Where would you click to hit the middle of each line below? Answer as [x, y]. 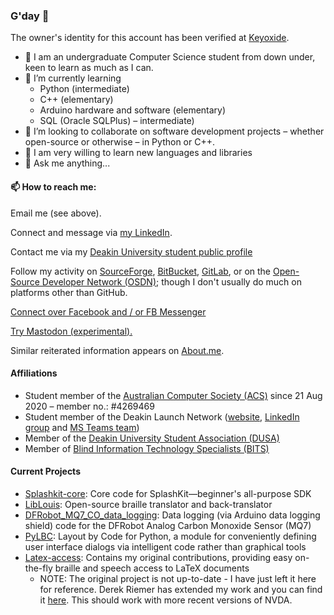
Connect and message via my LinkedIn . [91, 232]
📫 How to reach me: [53, 186]
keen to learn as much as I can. [89, 68]
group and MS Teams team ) [82, 427]
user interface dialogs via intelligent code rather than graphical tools [165, 546]
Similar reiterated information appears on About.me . [117, 350]
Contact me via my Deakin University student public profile [131, 251]
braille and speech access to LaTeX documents [152, 568]
